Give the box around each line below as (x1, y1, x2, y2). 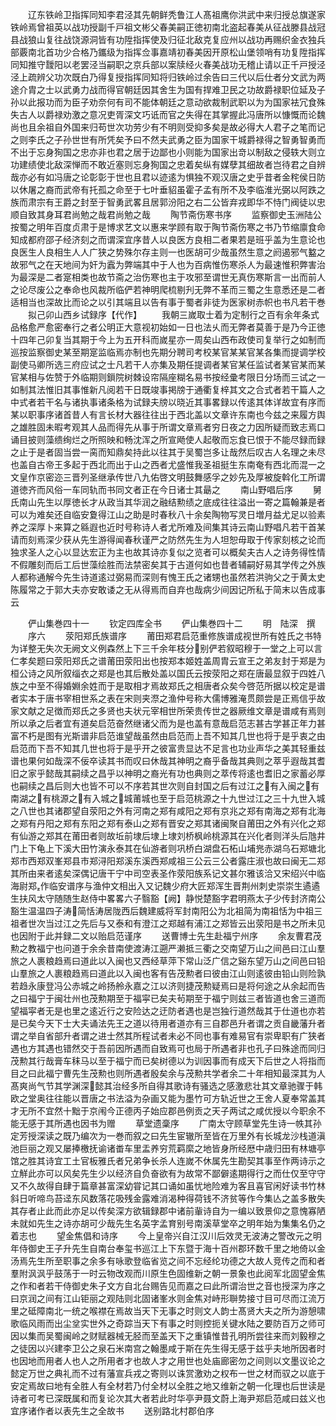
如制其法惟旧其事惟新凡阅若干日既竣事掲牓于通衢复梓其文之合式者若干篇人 (10, 384, 317, 395)
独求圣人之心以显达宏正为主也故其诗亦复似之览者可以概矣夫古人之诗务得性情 (10, 546, 326, 558)
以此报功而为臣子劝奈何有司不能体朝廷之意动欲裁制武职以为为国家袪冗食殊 (18, 96, 326, 108)
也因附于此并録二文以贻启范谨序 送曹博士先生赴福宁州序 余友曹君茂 (10, 930, 322, 942)
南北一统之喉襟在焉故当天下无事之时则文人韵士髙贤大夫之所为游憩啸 (44, 1305, 326, 1317)
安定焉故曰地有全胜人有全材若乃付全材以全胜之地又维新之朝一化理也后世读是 (10, 1380, 326, 1392)
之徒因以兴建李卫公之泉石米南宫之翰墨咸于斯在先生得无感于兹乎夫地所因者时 (10, 1343, 326, 1354)
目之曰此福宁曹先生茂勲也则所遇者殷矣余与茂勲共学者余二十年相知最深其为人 (10, 1068, 326, 1079)
